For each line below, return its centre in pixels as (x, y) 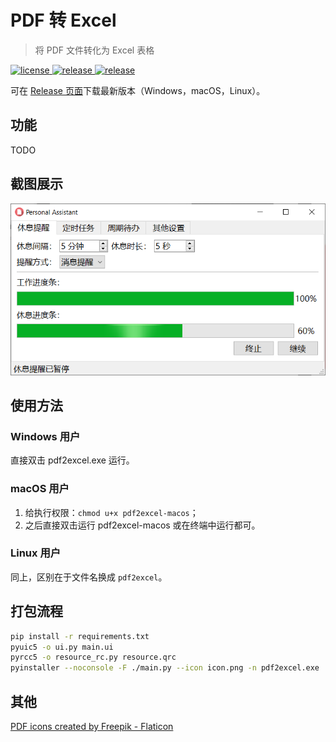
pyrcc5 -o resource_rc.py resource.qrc (93, 657)
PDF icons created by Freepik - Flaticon (92, 726)
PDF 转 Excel (63, 20)
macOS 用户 (40, 489)
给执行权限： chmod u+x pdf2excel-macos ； (111, 512)
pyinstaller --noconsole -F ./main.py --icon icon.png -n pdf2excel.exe (165, 668)
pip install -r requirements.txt (80, 636)
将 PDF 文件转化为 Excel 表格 (94, 50)
